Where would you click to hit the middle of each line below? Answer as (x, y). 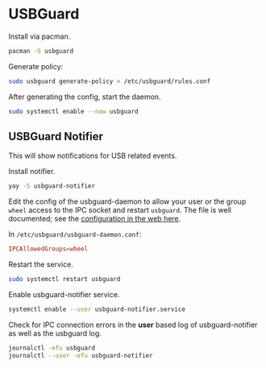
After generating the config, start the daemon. (85, 97)
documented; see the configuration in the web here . (95, 219)
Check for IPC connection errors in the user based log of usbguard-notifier (133, 325)
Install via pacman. (39, 36)
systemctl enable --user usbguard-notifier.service (97, 309)
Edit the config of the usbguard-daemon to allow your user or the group (127, 201)
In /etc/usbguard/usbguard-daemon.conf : (75, 234)
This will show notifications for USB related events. (93, 156)
